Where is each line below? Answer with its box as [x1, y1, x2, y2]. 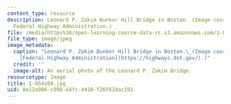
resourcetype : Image [7, 73, 67, 81]
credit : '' [13, 61, 45, 68]
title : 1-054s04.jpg [7, 80, 67, 87]
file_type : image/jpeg [7, 36, 72, 42]
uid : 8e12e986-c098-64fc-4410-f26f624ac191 [7, 86, 134, 93]
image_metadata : [7, 42, 54, 49]
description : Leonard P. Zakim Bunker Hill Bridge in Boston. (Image [7, 16, 211, 23]
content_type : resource [7, 10, 76, 17]
